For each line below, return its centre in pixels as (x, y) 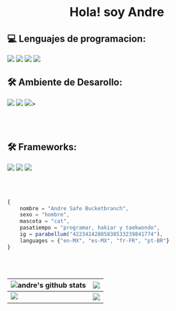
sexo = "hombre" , (45, 215)
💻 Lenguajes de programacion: (77, 39)
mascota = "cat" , (45, 221)
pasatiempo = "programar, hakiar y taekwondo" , (90, 228)
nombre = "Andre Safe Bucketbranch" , (74, 208)
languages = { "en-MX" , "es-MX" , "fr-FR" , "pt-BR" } (95, 241)
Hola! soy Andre (117, 12)
